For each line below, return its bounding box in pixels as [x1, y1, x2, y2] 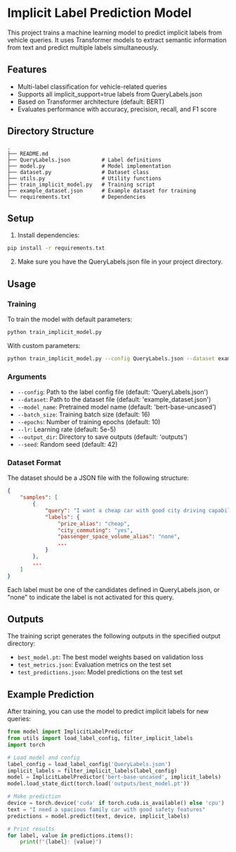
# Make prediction [7, 793, 61, 801]
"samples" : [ [20, 494, 58, 501]
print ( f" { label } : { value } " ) [20, 839, 102, 846]
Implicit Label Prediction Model [7, 5, 192, 21]
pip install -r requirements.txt [7, 245, 105, 252]
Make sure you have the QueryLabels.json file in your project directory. [17, 257, 223, 266]
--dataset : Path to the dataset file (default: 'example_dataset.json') [17, 395, 211, 403]
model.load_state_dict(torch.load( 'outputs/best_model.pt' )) [7, 780, 190, 787]
